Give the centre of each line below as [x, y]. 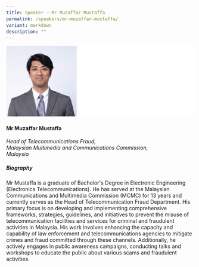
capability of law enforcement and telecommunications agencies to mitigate [99, 234]
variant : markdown [29, 25]
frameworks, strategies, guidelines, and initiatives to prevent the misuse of [98, 214]
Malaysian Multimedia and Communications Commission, [77, 148]
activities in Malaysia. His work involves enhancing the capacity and [90, 228]
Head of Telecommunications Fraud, [51, 142]
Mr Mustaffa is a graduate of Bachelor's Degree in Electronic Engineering [96, 183]
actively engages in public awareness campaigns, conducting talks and [94, 246]
